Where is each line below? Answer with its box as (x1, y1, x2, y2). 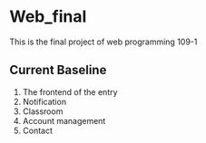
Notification (22, 96, 66, 107)
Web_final (9, 6, 87, 27)
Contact (22, 125, 53, 136)
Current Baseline (9, 62, 107, 78)
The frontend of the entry (22, 86, 118, 97)
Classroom (22, 106, 64, 117)
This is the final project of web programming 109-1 (9, 36, 198, 47)
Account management (22, 115, 106, 126)
